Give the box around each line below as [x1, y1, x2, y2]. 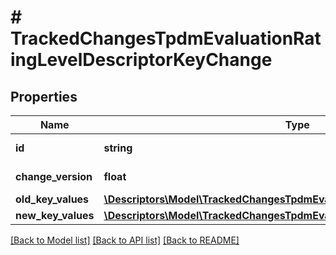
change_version [15, 170, 93, 183]
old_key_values [15, 192, 90, 206]
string [103, 141, 133, 155]
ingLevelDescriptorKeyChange [10, 49, 273, 71]
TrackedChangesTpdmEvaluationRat [10, 27, 322, 50]
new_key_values [15, 209, 95, 222]
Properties [10, 88, 78, 105]
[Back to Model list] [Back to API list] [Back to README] [10, 234, 240, 246]
